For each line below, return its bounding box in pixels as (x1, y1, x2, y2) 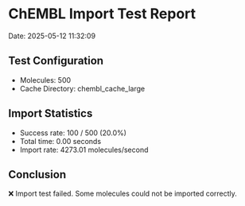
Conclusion (8, 168, 67, 181)
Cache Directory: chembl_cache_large (19, 84, 146, 93)
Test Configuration (8, 54, 104, 68)
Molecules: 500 (19, 75, 72, 84)
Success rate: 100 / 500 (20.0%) (19, 128, 127, 138)
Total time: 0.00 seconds (19, 136, 102, 146)
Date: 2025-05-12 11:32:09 (8, 31, 96, 41)
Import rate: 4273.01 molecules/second (19, 145, 149, 154)
